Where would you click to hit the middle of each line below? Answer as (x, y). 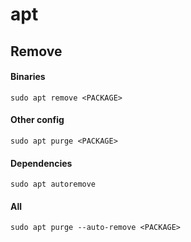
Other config (37, 120)
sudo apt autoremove (53, 184)
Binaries (28, 77)
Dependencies (41, 163)
